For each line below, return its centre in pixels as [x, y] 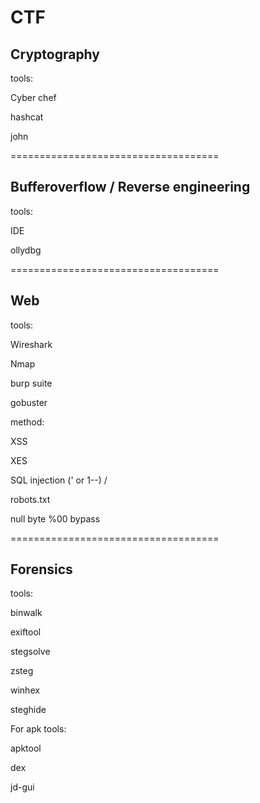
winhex [25, 690]
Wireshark [31, 344]
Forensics [41, 569]
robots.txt [30, 499]
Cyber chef [33, 97]
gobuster [29, 402]
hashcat [27, 117]
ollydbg [26, 250]
